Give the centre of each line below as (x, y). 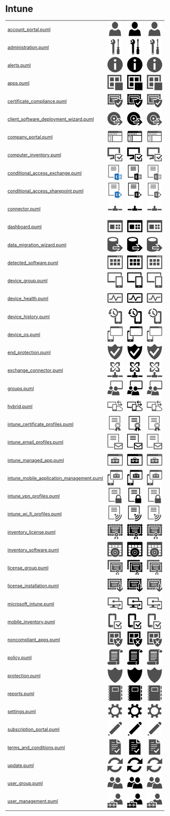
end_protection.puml (29, 352)
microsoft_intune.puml (31, 604)
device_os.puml (24, 334)
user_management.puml (33, 801)
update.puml (21, 765)
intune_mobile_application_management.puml (55, 478)
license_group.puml (28, 568)
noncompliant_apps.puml (34, 640)
